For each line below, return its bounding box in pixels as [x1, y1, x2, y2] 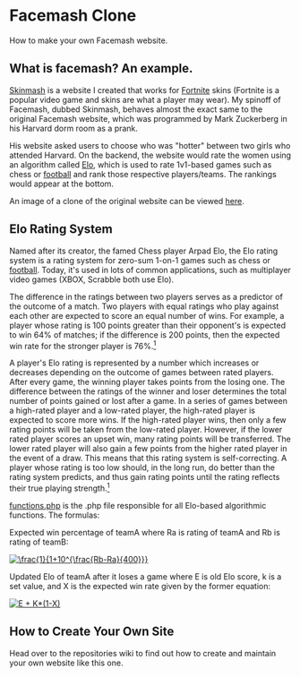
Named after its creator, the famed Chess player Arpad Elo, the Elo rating [9, 245, 279, 256]
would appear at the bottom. [9, 178, 115, 189]
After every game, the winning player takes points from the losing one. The [9, 377, 286, 388]
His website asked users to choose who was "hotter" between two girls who [9, 140, 291, 150]
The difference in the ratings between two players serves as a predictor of [9, 291, 284, 302]
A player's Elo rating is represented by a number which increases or [9, 357, 260, 368]
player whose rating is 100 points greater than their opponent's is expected [9, 320, 287, 330]
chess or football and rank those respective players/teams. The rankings [9, 168, 278, 179]
